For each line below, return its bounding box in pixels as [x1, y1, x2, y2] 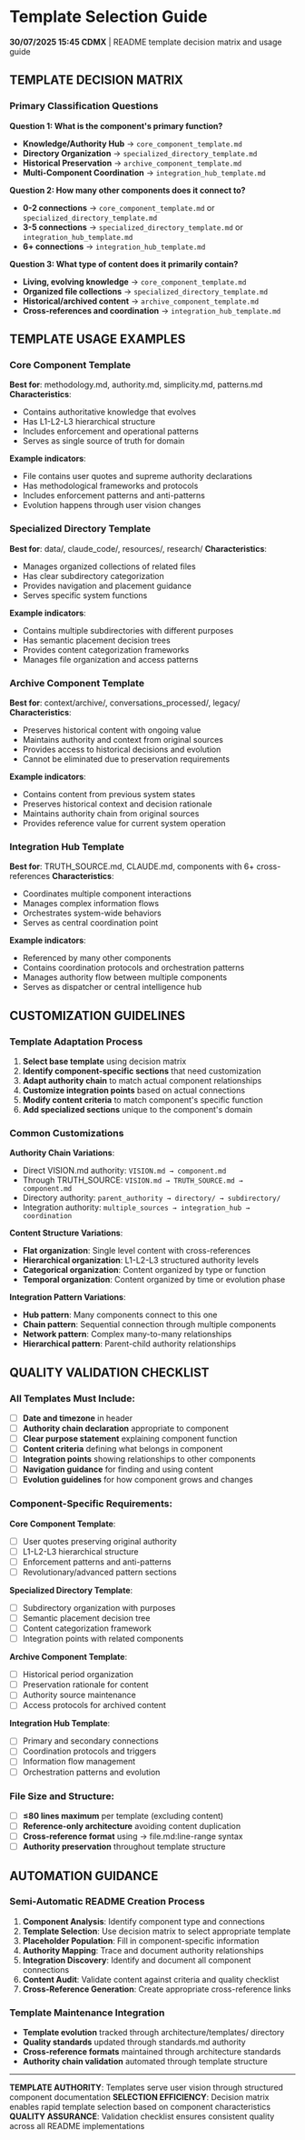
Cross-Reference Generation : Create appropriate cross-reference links [22, 1984, 292, 1995]
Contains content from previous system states [22, 788, 196, 799]
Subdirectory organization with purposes [22, 1602, 176, 1613]
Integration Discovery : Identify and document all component [22, 1955, 251, 1965]
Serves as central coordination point [22, 917, 159, 928]
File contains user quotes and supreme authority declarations [22, 471, 252, 482]
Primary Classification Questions [9, 100, 159, 113]
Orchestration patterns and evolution [22, 1766, 161, 1777]
